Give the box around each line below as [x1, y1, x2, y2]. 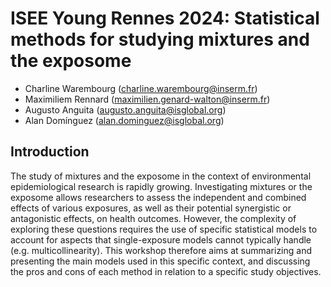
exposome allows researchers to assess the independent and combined [10, 191, 307, 203]
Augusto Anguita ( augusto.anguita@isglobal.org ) [24, 103, 227, 116]
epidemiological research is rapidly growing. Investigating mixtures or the [10, 180, 313, 192]
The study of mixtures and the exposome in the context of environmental [10, 170, 312, 182]
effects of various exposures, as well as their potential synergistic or [10, 202, 292, 214]
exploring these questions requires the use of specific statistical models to [10, 223, 318, 235]
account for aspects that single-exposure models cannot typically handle [10, 233, 312, 246]
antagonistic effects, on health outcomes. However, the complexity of [10, 212, 297, 224]
